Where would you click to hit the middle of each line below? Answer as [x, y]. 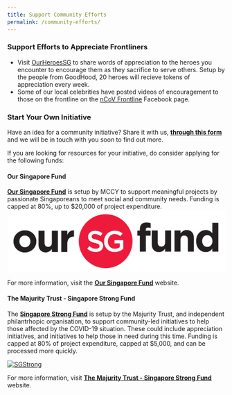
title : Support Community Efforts [57, 15]
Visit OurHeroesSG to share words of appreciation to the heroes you [115, 62]
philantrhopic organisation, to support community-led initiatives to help [108, 321]
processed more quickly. [43, 351]
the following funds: [36, 160]
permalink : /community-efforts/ [54, 22]
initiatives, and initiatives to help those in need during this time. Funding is [113, 336]
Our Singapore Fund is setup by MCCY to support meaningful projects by [113, 192]
